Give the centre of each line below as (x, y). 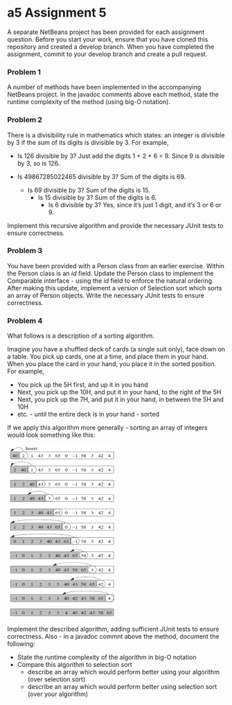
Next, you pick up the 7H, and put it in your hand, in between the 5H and (120, 399)
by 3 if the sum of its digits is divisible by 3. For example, (88, 142)
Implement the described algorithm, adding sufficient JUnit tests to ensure (113, 629)
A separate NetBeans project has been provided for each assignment (106, 32)
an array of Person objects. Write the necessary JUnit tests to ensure (106, 295)
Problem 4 (25, 320)
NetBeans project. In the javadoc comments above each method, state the (113, 94)
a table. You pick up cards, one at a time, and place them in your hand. (108, 357)
